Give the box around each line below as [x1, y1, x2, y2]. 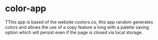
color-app [5, 3, 47, 14]
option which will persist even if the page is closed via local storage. [5, 29, 143, 35]
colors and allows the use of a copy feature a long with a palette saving [5, 24, 149, 30]
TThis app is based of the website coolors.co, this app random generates [5, 19, 154, 25]
